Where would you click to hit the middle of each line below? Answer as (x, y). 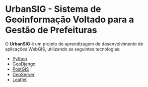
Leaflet (20, 80)
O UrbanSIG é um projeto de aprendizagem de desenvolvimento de (74, 43)
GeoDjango (24, 64)
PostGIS (21, 69)
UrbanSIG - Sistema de (53, 9)
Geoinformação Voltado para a (70, 20)
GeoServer (23, 74)
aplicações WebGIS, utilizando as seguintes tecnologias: (63, 49)
